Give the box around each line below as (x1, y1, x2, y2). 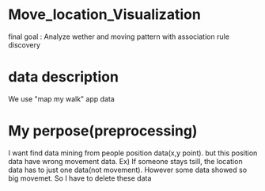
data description (8, 68, 119, 86)
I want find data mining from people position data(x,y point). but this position (8, 148, 258, 158)
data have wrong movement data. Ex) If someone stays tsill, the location (8, 156, 243, 166)
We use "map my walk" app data (8, 94, 115, 104)
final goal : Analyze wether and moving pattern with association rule (8, 32, 229, 41)
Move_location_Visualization (8, 6, 202, 24)
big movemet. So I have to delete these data (8, 173, 152, 183)
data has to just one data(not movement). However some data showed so (8, 165, 248, 174)
